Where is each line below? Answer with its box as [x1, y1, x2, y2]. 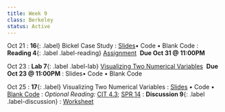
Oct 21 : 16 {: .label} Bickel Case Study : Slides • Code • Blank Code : [7, 42, 199, 50]
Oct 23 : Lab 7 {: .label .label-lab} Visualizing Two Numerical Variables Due [7, 63, 218, 71]
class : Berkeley [7, 16, 54, 23]
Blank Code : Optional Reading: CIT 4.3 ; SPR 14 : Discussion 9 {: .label [7, 90, 205, 98]
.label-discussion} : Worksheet [7, 98, 94, 106]
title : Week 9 [7, 10, 48, 17]
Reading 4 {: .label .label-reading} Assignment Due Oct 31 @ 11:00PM [7, 49, 206, 57]
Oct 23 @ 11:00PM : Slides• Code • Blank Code [7, 69, 143, 78]
